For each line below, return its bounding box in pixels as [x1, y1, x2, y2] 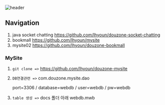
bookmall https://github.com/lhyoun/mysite [12, 37, 100, 43]
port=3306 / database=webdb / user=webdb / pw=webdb [12, 85, 131, 91]
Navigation [5, 19, 39, 27]
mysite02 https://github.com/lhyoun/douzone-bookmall [12, 42, 125, 48]
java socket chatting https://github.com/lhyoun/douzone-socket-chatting [12, 32, 161, 38]
